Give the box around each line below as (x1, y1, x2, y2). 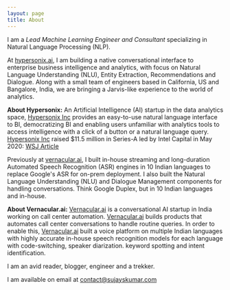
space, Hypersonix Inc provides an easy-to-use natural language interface (7, 112, 218, 121)
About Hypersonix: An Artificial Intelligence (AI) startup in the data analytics (7, 106, 224, 114)
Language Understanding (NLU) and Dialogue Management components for (7, 177, 222, 185)
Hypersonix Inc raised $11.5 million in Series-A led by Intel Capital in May (7, 134, 213, 143)
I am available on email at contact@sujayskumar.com (7, 275, 157, 283)
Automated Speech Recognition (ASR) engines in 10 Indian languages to (7, 162, 211, 171)
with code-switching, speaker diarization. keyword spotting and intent (7, 241, 205, 250)
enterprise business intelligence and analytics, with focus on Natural (7, 63, 201, 71)
